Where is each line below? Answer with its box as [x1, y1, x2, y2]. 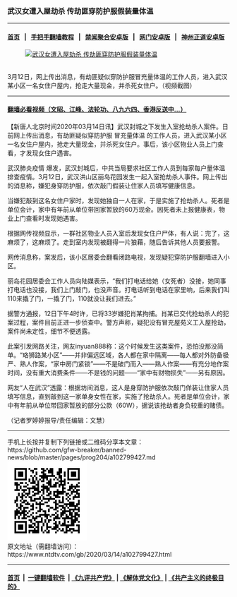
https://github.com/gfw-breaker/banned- [7, 445, 127, 454]
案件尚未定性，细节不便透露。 [7, 327, 94, 335]
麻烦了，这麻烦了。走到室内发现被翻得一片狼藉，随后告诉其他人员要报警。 [7, 238, 224, 246]
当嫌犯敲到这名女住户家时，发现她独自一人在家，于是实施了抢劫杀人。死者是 [7, 196, 230, 205]
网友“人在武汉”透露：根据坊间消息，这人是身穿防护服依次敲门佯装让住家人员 [7, 383, 229, 392]
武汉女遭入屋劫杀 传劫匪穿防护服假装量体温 [7, 6, 154, 16]
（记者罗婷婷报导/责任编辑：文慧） [7, 416, 109, 424]
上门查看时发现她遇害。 [13, 214, 82, 222]
